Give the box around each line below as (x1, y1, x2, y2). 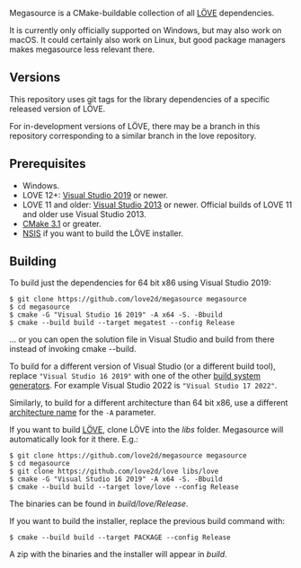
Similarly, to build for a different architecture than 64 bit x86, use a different (9, 398, 288, 408)
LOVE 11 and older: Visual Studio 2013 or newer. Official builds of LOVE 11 (22, 199, 293, 210)
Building (9, 254, 57, 269)
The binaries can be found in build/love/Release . (9, 498, 189, 510)
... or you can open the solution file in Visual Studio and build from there (9, 334, 275, 345)
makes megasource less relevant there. (9, 44, 155, 55)
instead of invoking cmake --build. (9, 344, 137, 354)
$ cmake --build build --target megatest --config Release (9, 319, 235, 328)
